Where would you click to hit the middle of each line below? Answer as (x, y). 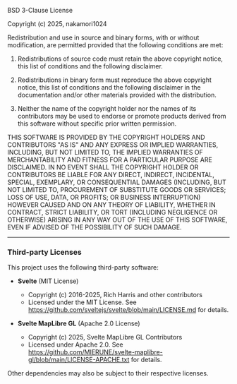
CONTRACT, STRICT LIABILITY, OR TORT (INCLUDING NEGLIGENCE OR (113, 212)
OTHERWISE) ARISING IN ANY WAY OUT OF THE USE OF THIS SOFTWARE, (117, 220)
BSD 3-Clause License (40, 10)
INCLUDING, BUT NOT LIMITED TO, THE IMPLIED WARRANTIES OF (105, 152)
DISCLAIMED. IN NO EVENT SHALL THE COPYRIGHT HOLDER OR (103, 167)
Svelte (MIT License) (48, 281)
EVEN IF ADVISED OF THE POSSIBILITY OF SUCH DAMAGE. (95, 227)
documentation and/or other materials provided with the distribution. (117, 95)
